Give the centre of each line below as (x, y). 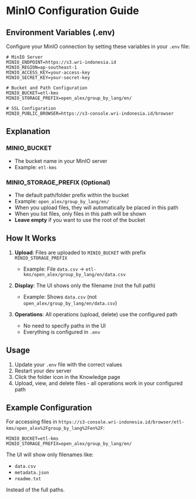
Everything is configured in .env (62, 331)
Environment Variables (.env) (61, 33)
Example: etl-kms (36, 167)
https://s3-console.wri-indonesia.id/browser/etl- (121, 422)
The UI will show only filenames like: (50, 454)
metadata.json (32, 473)
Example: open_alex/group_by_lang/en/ (62, 201)
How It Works (31, 238)
